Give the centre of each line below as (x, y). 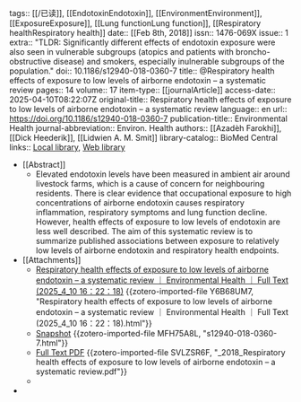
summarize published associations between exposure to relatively (157, 241)
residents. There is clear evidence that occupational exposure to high (163, 193)
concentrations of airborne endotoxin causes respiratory (140, 203)
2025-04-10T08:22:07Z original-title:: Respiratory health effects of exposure (150, 100)
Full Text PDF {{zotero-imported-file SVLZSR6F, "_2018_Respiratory (160, 352)
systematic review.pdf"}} (82, 371)
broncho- (253, 52)
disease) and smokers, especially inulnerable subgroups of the (169, 61)
